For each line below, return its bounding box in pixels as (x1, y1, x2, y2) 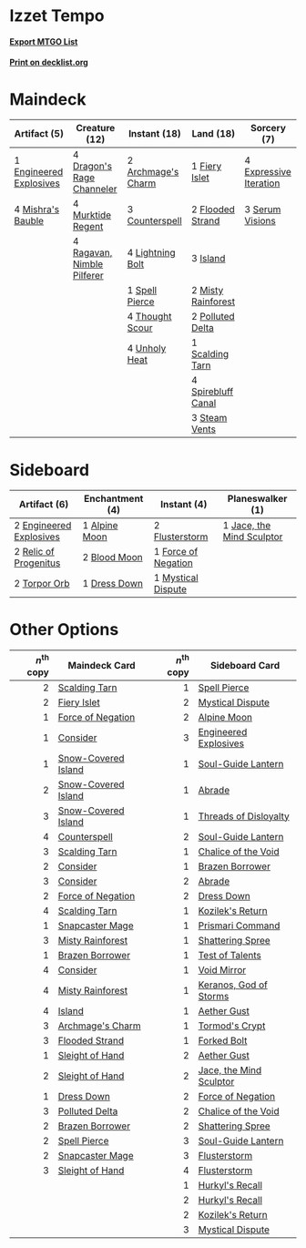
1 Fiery (190, 160, 222, 173)
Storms (198, 989, 229, 1002)
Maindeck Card (67, 659, 136, 671)
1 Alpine (82, 519, 118, 532)
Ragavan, (72, 247, 113, 260)
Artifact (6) (18, 498, 69, 511)
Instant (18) (128, 128, 182, 140)
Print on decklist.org (9, 56, 88, 68)
